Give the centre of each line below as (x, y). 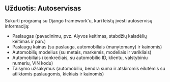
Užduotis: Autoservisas (43, 8)
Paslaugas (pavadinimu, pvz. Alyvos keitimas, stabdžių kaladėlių (79, 36)
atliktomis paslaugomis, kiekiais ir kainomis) (58, 74)
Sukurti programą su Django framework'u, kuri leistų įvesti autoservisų (79, 20)
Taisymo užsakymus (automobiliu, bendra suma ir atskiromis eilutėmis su (89, 68)
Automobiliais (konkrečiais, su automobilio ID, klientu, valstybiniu (80, 58)
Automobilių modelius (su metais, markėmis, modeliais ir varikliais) (82, 52)
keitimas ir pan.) (29, 41)
